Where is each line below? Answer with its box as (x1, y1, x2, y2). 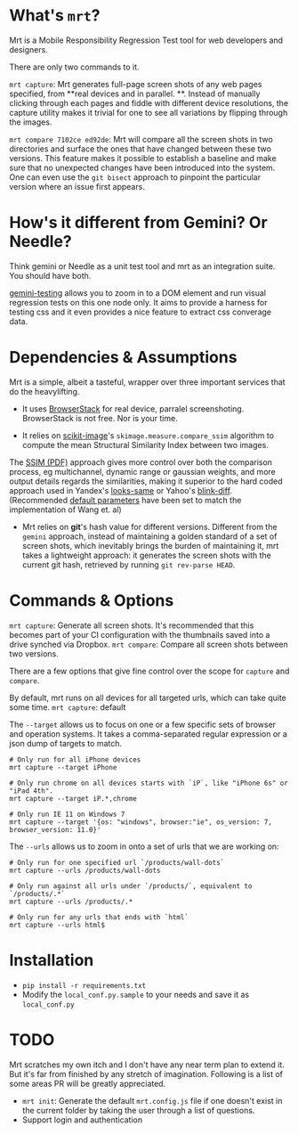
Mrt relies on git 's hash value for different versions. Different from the (21, 521, 278, 532)
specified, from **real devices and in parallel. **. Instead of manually (9, 88, 261, 99)
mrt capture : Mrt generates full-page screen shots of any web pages (9, 78, 262, 89)
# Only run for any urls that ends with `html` (9, 912, 189, 922)
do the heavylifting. (9, 386, 80, 396)
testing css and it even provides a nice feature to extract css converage (9, 306, 271, 317)
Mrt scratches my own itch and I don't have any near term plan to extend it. (9, 1059, 285, 1070)
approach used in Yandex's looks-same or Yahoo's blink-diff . (9, 485, 233, 495)
